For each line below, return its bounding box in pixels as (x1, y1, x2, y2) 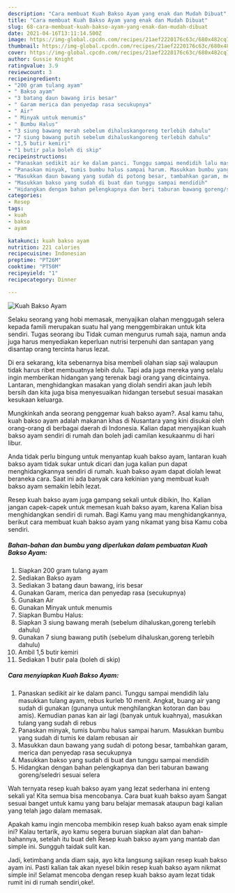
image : (8, 36, 27, 43)
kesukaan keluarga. (8, 395, 64, 404)
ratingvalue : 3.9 (8, 62, 59, 69)
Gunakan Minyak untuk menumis (17, 603, 112, 611)
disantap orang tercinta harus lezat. (8, 344, 110, 353)
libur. (8, 438, 23, 447)
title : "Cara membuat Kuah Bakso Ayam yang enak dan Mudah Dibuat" (8, 17, 209, 24)
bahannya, (8, 834, 38, 843)
